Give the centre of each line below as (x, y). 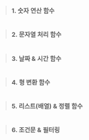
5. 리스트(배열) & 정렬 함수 (47, 106)
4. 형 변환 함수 (31, 82)
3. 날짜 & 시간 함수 (36, 59)
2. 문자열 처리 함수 (36, 34)
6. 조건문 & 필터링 (35, 130)
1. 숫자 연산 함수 (33, 10)
